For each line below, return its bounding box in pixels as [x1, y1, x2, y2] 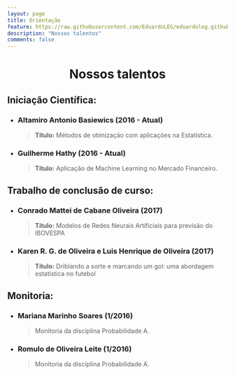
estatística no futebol [34, 270, 96, 278]
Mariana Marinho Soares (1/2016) [17, 310, 134, 320]
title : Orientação [7, 17, 61, 24]
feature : [7, 23, 33, 30]
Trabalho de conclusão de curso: [7, 185, 154, 196]
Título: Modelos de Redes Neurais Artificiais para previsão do [34, 221, 213, 229]
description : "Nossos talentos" [7, 29, 101, 37]
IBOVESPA [34, 229, 65, 237]
